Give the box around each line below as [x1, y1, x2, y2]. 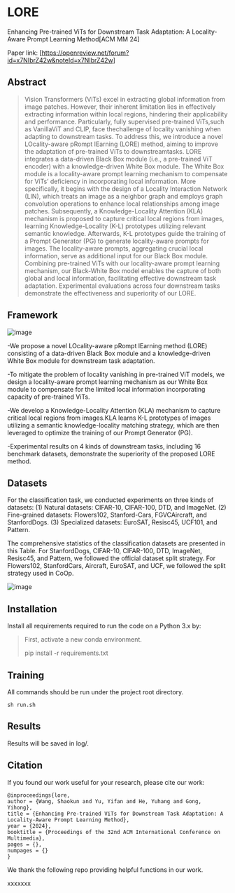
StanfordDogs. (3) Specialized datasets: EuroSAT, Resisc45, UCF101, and [7, 518, 218, 527]
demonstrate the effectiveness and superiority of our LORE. [24, 289, 197, 297]
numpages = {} [7, 847, 49, 854]
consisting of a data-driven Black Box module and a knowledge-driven [7, 349, 211, 357]
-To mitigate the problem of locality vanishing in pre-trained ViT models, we [7, 370, 225, 378]
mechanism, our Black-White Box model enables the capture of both [24, 266, 222, 274]
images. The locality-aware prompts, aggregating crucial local [24, 244, 204, 253]
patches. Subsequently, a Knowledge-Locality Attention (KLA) [24, 206, 204, 215]
